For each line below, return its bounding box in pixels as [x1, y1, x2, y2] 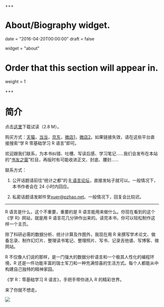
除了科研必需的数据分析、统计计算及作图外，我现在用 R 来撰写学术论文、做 [5, 231, 156, 237]
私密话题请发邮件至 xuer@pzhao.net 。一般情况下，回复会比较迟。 [12, 194, 144, 200]
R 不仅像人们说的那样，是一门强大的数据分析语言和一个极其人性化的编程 [5, 254, 150, 260]
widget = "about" [5, 45, 40, 51]
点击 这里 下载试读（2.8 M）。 [5, 123, 62, 129]
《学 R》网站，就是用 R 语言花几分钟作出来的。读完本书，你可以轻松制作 [5, 215, 151, 221]
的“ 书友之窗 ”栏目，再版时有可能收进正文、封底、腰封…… [5, 157, 119, 163]
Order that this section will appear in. [5, 62, 159, 74]
